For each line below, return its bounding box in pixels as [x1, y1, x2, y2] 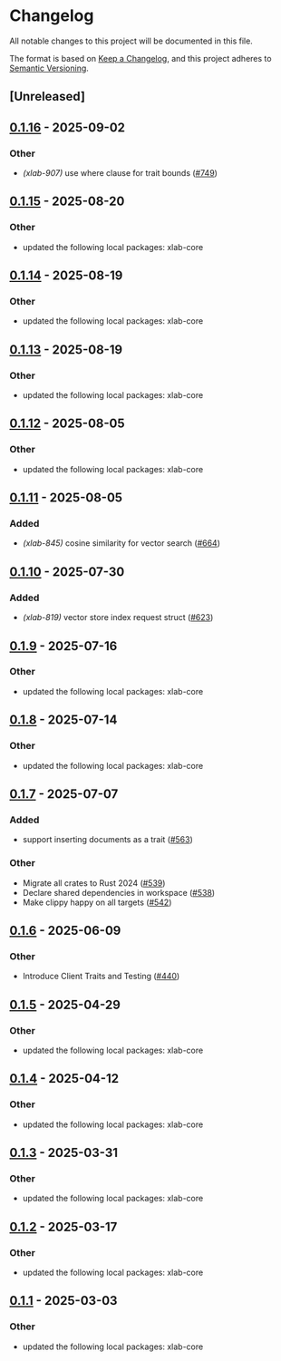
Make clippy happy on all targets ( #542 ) [22, 897, 172, 908]
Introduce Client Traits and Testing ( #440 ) [22, 971, 180, 982]
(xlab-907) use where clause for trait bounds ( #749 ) [22, 168, 218, 179]
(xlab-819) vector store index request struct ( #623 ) [22, 612, 214, 623]
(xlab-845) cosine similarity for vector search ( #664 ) [22, 538, 220, 549]
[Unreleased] [9, 89, 86, 104]
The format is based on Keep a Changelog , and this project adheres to [9, 53, 272, 63]
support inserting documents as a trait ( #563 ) [22, 834, 193, 845]
